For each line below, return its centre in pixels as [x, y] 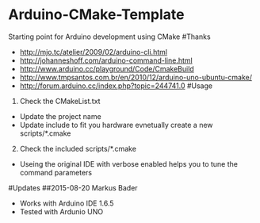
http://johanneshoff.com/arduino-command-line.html [106, 60]
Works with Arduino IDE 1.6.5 [67, 203]
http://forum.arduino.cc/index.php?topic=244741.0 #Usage [116, 86]
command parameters [56, 172]
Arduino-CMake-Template [96, 15]
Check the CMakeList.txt [60, 101]
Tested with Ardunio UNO [61, 211]
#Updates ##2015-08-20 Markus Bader [73, 187]
